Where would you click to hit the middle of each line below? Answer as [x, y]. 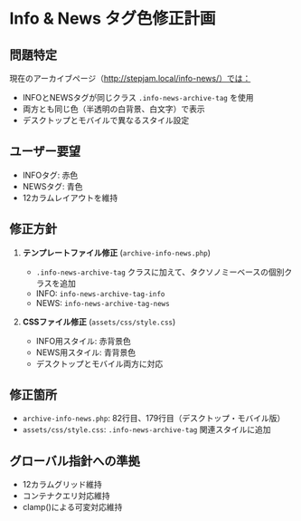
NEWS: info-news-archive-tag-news [103, 303]
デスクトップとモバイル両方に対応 [99, 363]
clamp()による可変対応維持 [72, 507]
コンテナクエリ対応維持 [66, 496]
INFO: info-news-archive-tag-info [100, 293]
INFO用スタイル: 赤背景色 [83, 341]
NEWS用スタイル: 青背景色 [86, 352]
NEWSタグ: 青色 [52, 186]
